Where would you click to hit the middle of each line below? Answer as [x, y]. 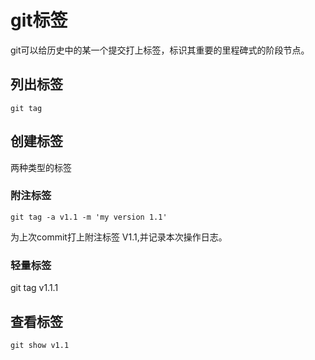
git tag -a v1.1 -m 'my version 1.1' [89, 217]
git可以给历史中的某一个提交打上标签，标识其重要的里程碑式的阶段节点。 [160, 50]
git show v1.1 [40, 345]
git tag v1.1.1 [34, 288]
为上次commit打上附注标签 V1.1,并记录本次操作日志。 [119, 237]
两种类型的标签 [41, 167]
